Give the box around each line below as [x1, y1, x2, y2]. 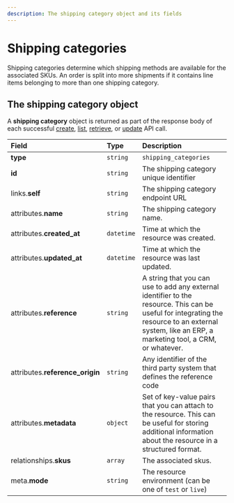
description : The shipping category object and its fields [7, 10, 182, 17]
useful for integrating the [141, 308, 224, 318]
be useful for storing [141, 418, 209, 428]
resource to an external [141, 317, 218, 327]
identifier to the [141, 291, 192, 300]
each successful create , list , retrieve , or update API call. [7, 124, 168, 133]
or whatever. [141, 343, 183, 353]
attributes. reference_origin [10, 367, 100, 377]
